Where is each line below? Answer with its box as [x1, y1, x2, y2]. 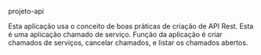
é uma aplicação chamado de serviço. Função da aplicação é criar [8, 30, 223, 39]
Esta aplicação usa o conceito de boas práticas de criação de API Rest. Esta [8, 22, 254, 30]
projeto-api [8, 7, 45, 15]
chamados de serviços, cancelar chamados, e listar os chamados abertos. [8, 38, 248, 47]
